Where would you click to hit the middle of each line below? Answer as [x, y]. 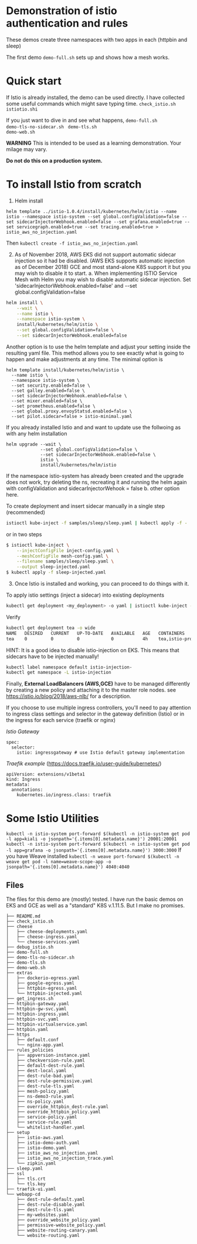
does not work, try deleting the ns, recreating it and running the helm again [96, 482]
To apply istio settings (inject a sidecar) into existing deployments [85, 595]
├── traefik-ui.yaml [31, 1189]
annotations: [27, 790]
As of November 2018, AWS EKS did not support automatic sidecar [95, 254]
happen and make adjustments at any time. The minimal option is [84, 359]
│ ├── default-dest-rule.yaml [45, 1066]
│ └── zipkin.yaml [31, 1163]
